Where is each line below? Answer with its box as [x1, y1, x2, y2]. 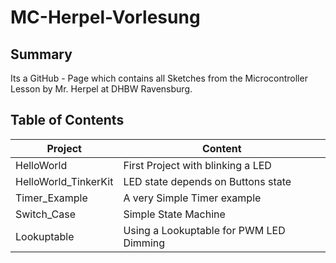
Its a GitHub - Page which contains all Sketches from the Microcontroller [10, 72, 308, 84]
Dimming [123, 236, 166, 250]
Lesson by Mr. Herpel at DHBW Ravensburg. [10, 83, 193, 95]
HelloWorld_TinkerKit [15, 174, 114, 188]
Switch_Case [15, 207, 77, 221]
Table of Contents [10, 112, 125, 129]
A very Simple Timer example [123, 191, 262, 205]
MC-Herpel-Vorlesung [10, 6, 201, 29]
